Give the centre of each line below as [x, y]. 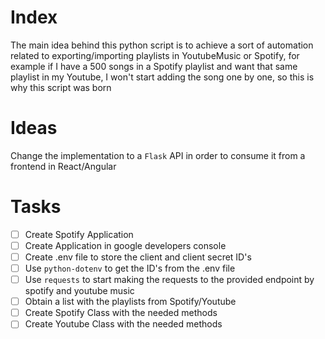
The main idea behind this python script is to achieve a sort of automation [162, 45]
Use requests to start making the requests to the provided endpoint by [169, 280]
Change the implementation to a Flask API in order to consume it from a [158, 155]
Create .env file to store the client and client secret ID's [138, 257]
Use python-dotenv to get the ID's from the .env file [130, 268]
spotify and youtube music [79, 291]
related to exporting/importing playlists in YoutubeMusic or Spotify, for [155, 55]
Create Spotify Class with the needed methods [121, 313]
